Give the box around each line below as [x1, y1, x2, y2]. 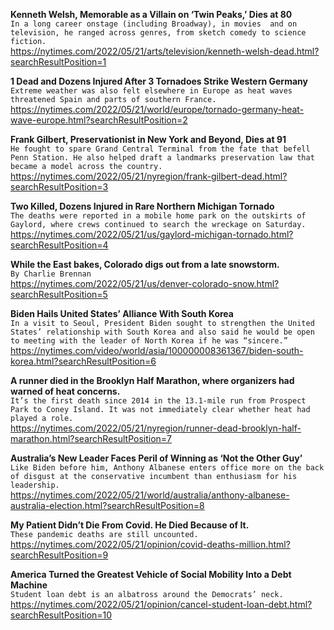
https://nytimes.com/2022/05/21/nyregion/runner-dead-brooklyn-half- [10, 422, 302, 434]
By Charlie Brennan [10, 269, 92, 279]
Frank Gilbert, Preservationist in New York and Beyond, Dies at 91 [10, 134, 287, 145]
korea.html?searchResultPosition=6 [10, 355, 157, 367]
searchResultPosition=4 [10, 239, 109, 251]
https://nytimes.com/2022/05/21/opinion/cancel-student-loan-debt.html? [10, 599, 313, 610]
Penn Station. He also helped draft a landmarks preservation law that [10, 153, 315, 163]
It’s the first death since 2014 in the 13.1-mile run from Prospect [10, 396, 307, 406]
